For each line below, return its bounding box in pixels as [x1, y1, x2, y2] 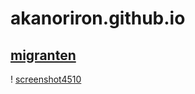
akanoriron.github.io [10, 7, 186, 30]
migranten [10, 47, 77, 64]
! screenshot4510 [10, 73, 82, 85]
